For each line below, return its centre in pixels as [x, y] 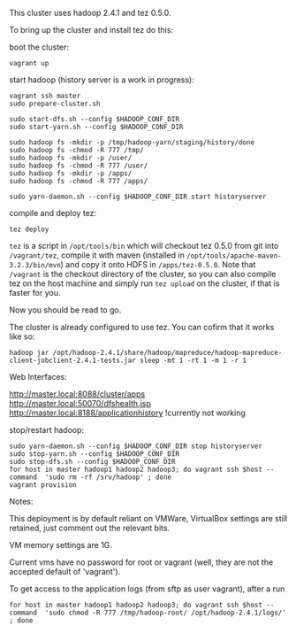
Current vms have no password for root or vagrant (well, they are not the [141, 562]
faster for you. [35, 293]
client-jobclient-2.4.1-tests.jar [73, 360]
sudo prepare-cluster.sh [55, 104]
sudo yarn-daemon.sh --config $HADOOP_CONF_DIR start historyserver [138, 197]
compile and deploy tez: [53, 213]
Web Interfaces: [38, 377]
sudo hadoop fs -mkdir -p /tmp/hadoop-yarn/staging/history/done [132, 143]
